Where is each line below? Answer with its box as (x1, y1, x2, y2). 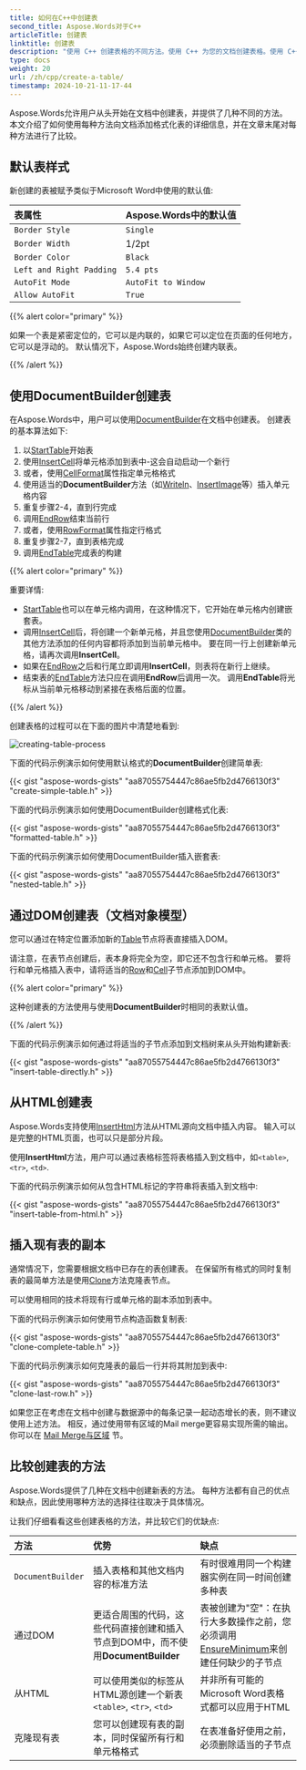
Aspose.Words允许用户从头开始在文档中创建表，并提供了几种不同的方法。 (9, 107, 289, 118)
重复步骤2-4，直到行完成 (22, 502, 117, 513)
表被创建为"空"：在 (199, 1601, 282, 1614)
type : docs (9, 56, 51, 65)
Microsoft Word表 (199, 1687, 276, 1700)
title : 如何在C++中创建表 (9, 13, 98, 23)
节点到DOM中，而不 (92, 1635, 179, 1648)
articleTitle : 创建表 (9, 30, 87, 39)
